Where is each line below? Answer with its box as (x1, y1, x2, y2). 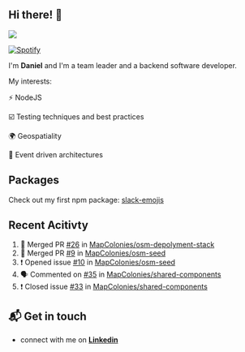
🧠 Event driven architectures (8, 149, 104, 159)
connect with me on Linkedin (19, 335, 118, 345)
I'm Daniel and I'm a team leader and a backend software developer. (8, 60, 238, 70)
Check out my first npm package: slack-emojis (8, 195, 165, 204)
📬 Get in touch (8, 309, 87, 323)
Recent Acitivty (8, 218, 89, 232)
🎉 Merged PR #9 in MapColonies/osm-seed (19, 248, 166, 258)
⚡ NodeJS (8, 92, 42, 102)
